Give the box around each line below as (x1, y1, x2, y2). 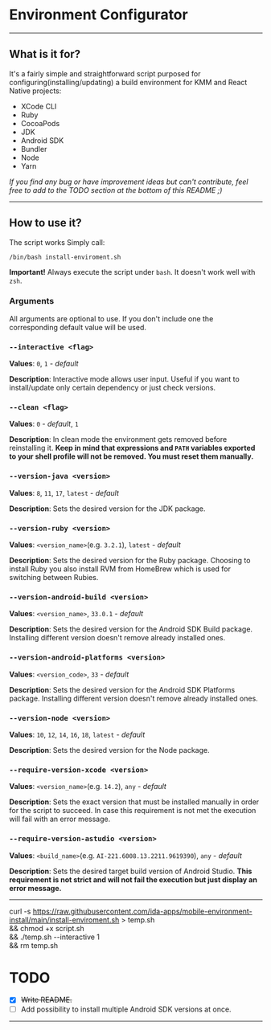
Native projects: (9, 86, 62, 96)
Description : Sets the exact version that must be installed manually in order (9, 797, 260, 807)
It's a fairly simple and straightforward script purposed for (9, 68, 201, 78)
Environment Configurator (9, 6, 188, 24)
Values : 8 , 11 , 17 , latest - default (9, 488, 120, 497)
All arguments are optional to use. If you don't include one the (9, 313, 214, 323)
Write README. (20, 995, 72, 1005)
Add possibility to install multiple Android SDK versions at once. (20, 1004, 232, 1014)
